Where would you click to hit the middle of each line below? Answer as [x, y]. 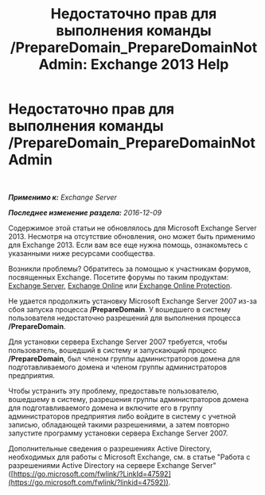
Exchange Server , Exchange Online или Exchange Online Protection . [120, 285]
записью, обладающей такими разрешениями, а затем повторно [119, 424]
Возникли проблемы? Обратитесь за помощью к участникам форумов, [130, 269]
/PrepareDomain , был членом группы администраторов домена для [124, 358]
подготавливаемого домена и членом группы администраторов [118, 367]
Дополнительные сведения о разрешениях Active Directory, [110, 448]
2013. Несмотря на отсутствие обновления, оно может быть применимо [132, 236]
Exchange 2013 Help [160, 65]
